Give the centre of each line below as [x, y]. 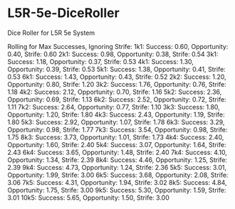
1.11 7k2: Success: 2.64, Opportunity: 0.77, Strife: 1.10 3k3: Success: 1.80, [114, 107]
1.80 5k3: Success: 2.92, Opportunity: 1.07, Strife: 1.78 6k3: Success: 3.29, [116, 122]
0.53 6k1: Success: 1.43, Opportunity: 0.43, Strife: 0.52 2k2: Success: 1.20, [117, 77]
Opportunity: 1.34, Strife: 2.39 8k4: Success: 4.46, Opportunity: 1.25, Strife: [117, 160]
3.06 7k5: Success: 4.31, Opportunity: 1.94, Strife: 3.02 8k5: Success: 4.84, [117, 182]
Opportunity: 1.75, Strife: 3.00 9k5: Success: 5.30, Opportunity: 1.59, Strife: [117, 190]
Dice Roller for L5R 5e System [51, 33]
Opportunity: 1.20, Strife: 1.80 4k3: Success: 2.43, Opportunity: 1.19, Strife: [116, 114]
